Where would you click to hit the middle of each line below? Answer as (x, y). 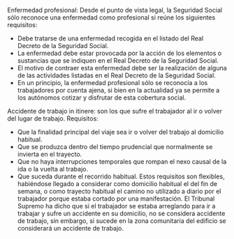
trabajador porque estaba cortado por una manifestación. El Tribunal (116, 199)
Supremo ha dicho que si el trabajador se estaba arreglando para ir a (116, 206)
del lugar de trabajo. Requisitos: (53, 118)
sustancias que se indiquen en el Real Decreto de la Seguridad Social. (118, 61)
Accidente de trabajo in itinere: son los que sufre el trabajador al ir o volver (115, 111)
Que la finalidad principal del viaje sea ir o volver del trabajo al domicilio (120, 132)
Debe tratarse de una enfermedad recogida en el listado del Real (110, 38)
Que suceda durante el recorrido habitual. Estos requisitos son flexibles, (121, 176)
